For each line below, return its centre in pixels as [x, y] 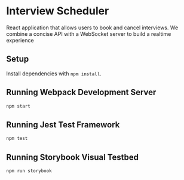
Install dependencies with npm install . [54, 74]
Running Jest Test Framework [63, 125]
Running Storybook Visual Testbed [73, 157]
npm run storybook [29, 171]
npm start [19, 106]
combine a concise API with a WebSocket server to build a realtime [89, 33]
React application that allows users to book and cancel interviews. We [92, 28]
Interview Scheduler [58, 11]
